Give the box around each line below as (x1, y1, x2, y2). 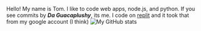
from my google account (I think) (6, 18, 89, 25)
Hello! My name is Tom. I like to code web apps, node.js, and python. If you (6, 5, 196, 12)
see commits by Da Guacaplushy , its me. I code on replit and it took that (6, 12, 189, 19)
